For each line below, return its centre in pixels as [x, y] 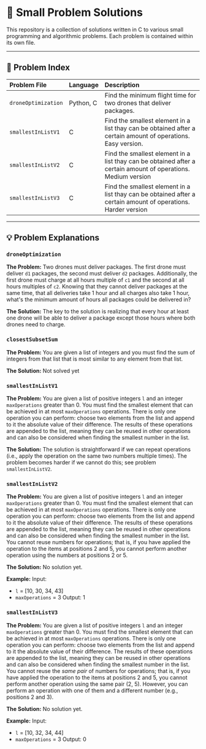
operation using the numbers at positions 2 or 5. [67, 555]
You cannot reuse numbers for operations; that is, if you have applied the [99, 542]
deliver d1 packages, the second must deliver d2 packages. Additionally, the [102, 274]
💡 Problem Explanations [53, 238]
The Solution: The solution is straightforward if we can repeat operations [99, 450]
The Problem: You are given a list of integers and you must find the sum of [101, 352]
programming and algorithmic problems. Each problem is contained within [100, 36]
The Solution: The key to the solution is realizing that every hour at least [97, 312]
